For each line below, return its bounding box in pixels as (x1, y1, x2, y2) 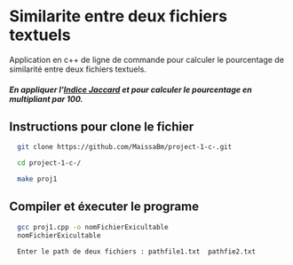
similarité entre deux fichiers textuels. (9, 64, 146, 74)
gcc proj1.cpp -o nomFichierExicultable (17, 222, 169, 231)
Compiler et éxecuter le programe (9, 199, 200, 214)
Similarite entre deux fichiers (9, 6, 228, 27)
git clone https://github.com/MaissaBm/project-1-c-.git (17, 143, 233, 152)
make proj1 (17, 175, 58, 183)
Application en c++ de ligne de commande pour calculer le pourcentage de (9, 54, 284, 65)
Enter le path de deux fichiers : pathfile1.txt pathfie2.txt (17, 246, 256, 256)
